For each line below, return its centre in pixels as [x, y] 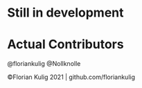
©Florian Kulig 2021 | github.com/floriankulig [71, 77]
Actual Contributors [65, 45]
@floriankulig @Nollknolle [44, 64]
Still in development [65, 13]
